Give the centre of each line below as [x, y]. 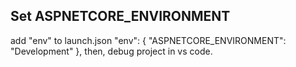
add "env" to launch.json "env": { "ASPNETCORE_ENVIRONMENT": [148, 40]
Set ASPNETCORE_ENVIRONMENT [120, 16]
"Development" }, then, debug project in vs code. [111, 51]
